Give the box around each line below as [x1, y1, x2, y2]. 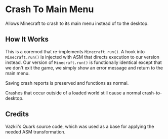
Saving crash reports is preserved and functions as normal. [5, 80, 129, 86]
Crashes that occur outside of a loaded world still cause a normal [5, 90, 141, 96]
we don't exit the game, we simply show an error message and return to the [5, 64, 163, 71]
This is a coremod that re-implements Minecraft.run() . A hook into [5, 48, 145, 54]
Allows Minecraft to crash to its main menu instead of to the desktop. [5, 20, 149, 26]
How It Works [5, 35, 49, 44]
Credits [5, 110, 29, 119]
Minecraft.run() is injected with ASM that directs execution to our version [5, 54, 159, 60]
